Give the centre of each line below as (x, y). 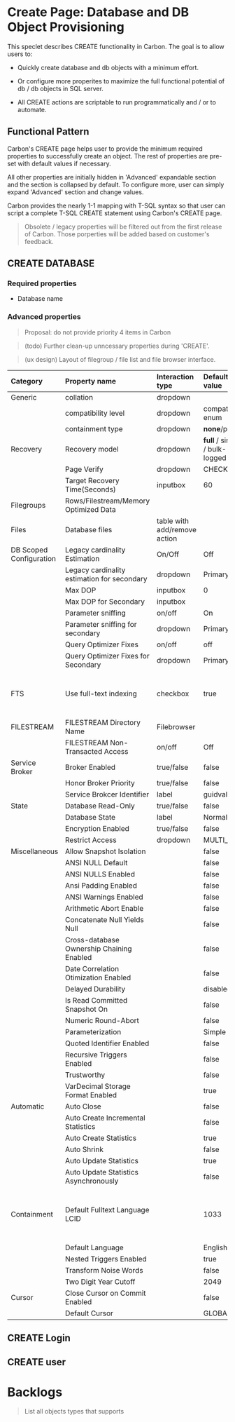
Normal (215, 817)
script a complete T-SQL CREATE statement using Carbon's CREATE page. (115, 213)
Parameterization (93, 1031)
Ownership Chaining (99, 949)
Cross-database (93, 940)
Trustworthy (85, 1075)
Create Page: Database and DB (98, 12)
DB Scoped (29, 550)
